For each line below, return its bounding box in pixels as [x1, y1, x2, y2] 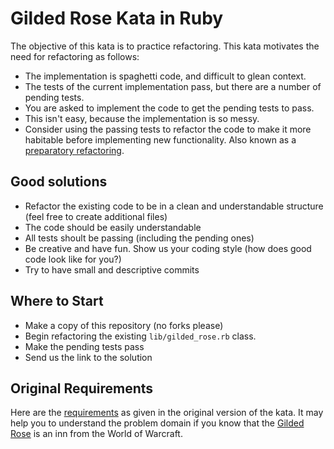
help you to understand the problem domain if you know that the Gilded [10, 417, 305, 429]
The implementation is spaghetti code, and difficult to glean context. [24, 70, 307, 82]
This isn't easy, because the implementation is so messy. [24, 112, 260, 124]
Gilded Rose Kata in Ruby [10, 7, 224, 30]
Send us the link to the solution [24, 351, 153, 363]
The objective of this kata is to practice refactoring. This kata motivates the [10, 40, 320, 52]
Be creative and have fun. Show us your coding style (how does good [24, 242, 312, 254]
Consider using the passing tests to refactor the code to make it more [24, 123, 312, 135]
